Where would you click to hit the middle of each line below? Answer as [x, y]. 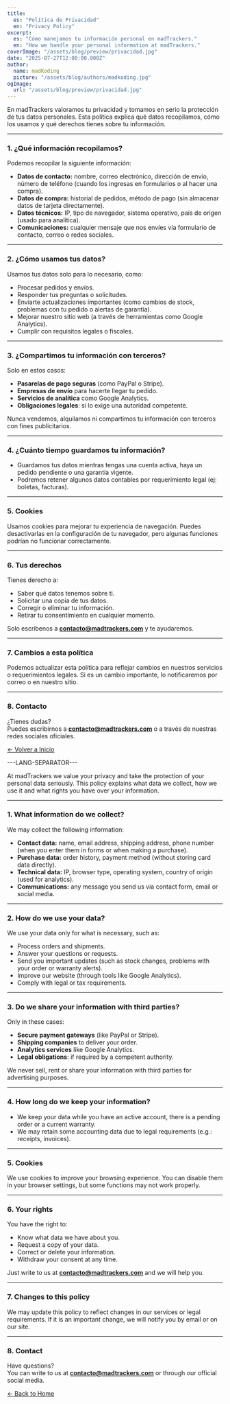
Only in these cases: [36, 1022]
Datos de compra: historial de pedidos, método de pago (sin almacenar [118, 198]
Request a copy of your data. [58, 1245]
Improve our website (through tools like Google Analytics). [99, 976]
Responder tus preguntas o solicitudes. [72, 294]
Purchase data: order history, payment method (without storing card [114, 857]
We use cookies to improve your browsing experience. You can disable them [115, 1178]
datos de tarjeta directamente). [61, 206]
